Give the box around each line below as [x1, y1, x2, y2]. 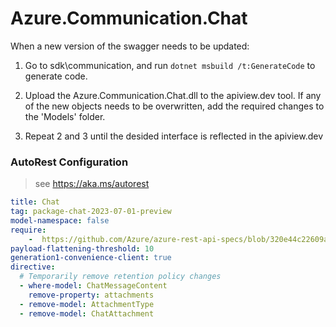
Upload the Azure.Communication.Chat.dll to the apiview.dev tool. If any [24, 89, 322, 101]
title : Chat [10, 197, 60, 207]
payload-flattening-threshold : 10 [10, 243, 155, 254]
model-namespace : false [10, 215, 110, 226]
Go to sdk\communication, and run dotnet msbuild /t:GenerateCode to [24, 59, 316, 71]
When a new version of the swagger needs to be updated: [10, 40, 250, 52]
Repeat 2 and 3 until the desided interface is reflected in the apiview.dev [24, 130, 324, 142]
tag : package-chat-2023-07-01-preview [10, 207, 172, 217]
